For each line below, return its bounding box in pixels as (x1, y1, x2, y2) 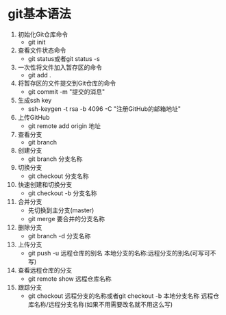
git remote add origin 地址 (27, 121, 101, 130)
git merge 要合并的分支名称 (27, 214, 105, 223)
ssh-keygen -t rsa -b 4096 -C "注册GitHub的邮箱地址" (27, 104, 181, 113)
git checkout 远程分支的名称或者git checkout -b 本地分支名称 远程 (27, 292, 214, 300)
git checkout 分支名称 (27, 172, 90, 180)
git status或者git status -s (27, 54, 100, 62)
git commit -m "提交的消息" (27, 87, 105, 96)
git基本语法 (8, 6, 71, 22)
